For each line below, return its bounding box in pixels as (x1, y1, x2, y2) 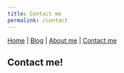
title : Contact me (7, 10, 62, 18)
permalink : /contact (7, 17, 69, 24)
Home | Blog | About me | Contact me (7, 36, 117, 44)
